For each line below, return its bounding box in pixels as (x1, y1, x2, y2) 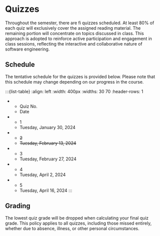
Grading (5, 202, 31, 210)
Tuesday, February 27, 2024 (19, 156, 77, 162)
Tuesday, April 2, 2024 (19, 172, 66, 178)
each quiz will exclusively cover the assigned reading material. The (5, 25, 141, 31)
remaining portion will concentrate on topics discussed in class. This (5, 30, 144, 36)
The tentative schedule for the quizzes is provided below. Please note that (5, 73, 156, 80)
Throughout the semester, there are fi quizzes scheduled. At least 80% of (5, 20, 154, 26)
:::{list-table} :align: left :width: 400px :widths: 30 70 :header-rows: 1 (5, 88, 144, 94)
